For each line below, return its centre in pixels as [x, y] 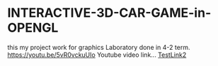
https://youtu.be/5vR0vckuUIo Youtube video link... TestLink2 [97, 55]
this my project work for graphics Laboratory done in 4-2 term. [99, 47]
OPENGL [33, 28]
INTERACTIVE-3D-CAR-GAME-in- [109, 13]
